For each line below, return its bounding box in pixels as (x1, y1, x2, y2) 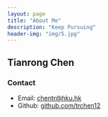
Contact (7, 77, 36, 87)
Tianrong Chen (7, 56, 75, 68)
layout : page (7, 10, 46, 18)
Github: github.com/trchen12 (17, 101, 101, 110)
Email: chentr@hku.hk (17, 94, 82, 102)
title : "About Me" (7, 17, 61, 24)
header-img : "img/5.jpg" (7, 30, 80, 38)
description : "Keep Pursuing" (7, 23, 97, 30)
